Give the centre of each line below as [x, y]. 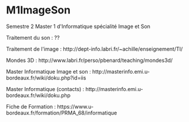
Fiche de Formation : [31, 106]
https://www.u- [75, 106]
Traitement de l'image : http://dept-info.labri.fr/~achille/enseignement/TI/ [95, 49]
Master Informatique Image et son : [48, 71]
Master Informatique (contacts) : [45, 89]
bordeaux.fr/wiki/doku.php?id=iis [46, 78]
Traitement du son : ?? [33, 37]
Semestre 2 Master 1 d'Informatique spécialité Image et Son [78, 26]
